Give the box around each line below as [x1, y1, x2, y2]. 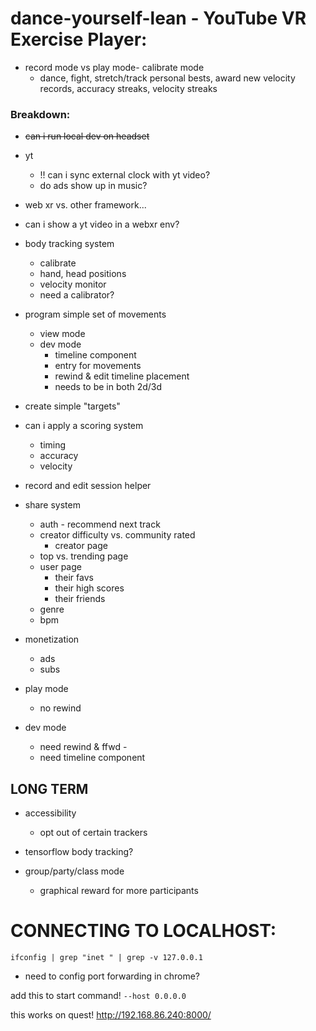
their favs [54, 572, 94, 584]
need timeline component [39, 752, 146, 764]
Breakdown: [10, 107, 71, 121]
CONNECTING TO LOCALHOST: [10, 920, 277, 942]
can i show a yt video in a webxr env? [24, 218, 180, 231]
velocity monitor [39, 278, 107, 291]
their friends [54, 593, 106, 605]
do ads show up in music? [39, 180, 148, 192]
